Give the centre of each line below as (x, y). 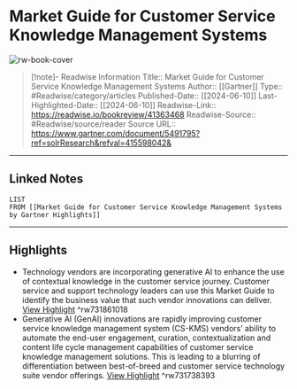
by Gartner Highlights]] (55, 214)
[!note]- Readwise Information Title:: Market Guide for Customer (148, 76)
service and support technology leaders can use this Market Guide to (148, 291)
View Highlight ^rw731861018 (75, 309)
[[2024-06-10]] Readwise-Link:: (158, 105)
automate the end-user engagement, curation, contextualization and (146, 338)
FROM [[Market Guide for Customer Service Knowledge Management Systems (146, 207)
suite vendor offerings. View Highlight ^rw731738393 (118, 375)
